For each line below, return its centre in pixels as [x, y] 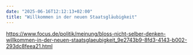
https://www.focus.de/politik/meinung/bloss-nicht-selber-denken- [86, 33]
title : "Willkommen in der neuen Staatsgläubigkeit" [72, 17]
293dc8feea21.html [29, 46]
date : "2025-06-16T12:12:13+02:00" [49, 11]
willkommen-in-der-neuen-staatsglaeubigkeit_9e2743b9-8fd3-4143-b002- [96, 40]
